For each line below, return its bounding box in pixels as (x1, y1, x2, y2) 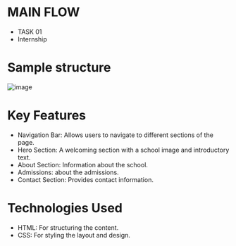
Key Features (7, 108, 87, 124)
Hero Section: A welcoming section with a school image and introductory (17, 145, 230, 154)
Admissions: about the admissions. (17, 168, 119, 176)
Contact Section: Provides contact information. (17, 175, 154, 183)
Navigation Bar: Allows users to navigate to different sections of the (17, 131, 213, 139)
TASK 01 (17, 27, 42, 36)
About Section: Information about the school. (17, 160, 148, 169)
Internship (17, 34, 47, 43)
